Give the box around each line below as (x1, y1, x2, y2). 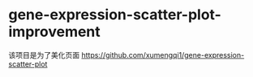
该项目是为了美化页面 (8, 50, 79, 59)
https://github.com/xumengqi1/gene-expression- (80, 50, 245, 59)
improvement (8, 22, 101, 41)
